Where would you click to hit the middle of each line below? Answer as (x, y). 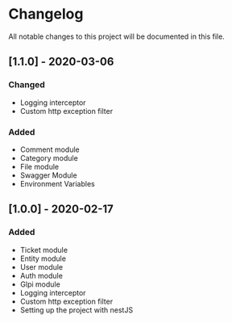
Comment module (50, 149)
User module (41, 266)
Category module (49, 157)
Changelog (46, 14)
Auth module (41, 275)
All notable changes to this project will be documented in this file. (117, 36)
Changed (27, 85)
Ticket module (44, 250)
